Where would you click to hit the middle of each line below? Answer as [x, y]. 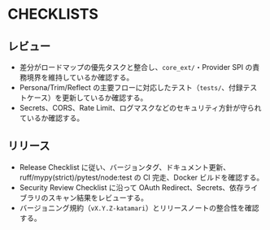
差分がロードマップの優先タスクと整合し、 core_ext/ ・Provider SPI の [136, 67]
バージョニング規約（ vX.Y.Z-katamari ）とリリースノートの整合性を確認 [139, 207]
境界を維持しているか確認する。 [80, 77]
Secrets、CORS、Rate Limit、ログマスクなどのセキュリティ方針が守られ [140, 108]
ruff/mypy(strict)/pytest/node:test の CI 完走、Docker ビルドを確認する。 [142, 177]
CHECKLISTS [53, 14]
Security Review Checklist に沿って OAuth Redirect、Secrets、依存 [132, 187]
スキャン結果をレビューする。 [98, 197]
